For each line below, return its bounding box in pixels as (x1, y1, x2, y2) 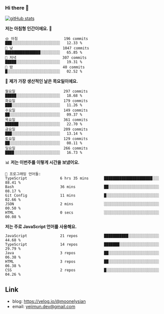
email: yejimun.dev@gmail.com (12, 304, 76, 310)
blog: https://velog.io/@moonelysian (12, 298, 86, 304)
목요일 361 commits (5, 118, 88, 122)
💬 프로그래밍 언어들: (5, 171, 41, 177)
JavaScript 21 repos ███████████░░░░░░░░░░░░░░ (5, 234, 160, 239)
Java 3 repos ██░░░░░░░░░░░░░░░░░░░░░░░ (5, 251, 160, 256)
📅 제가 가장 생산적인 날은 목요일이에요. (5, 78, 79, 84)
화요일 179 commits (5, 98, 88, 103)
